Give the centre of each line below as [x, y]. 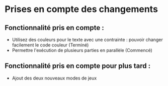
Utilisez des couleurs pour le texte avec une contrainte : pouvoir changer [87, 39]
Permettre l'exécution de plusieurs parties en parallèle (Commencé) [82, 50]
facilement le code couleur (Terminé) [50, 45]
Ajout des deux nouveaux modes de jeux [54, 78]
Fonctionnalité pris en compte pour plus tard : [78, 66]
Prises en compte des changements [81, 9]
